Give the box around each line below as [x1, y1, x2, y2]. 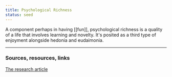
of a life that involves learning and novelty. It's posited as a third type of [5, 32, 156, 38]
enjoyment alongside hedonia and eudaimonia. [5, 37, 104, 43]
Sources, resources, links [5, 55, 70, 62]
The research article [5, 66, 48, 72]
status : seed [5, 12, 33, 17]
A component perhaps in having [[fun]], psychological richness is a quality [5, 26, 163, 32]
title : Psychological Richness [5, 7, 72, 13]
